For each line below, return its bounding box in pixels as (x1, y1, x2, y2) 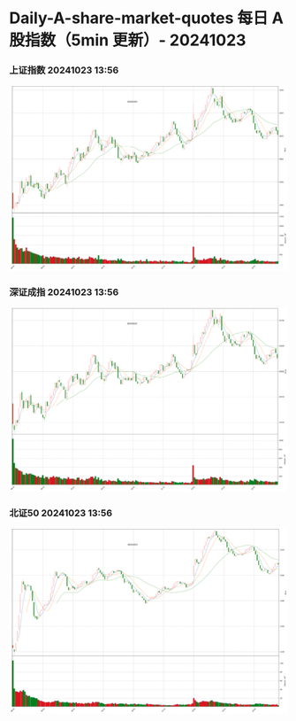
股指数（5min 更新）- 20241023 (9, 30, 247, 50)
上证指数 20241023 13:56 (9, 64, 119, 76)
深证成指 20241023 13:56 (9, 285, 119, 298)
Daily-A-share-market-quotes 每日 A (9, 8, 285, 28)
